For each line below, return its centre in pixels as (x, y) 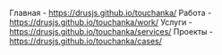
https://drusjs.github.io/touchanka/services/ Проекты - (111, 31)
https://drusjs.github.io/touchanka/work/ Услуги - (101, 22)
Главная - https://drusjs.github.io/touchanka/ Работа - (111, 13)
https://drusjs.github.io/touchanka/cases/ (86, 41)
